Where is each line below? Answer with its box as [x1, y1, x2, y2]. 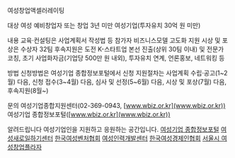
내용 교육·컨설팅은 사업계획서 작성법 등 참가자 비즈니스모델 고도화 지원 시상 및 [7, 36, 221, 44]
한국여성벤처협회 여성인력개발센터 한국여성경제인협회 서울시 [54, 134, 220, 142]
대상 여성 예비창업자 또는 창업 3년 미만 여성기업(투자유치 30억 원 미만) [7, 21, 201, 30]
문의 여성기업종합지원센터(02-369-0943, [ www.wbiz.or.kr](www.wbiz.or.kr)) [7, 102, 226, 109]
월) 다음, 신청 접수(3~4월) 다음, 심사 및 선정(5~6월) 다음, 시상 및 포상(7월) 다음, [7, 78, 227, 86]
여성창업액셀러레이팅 [7, 6, 65, 14]
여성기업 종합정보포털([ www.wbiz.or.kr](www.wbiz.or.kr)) [7, 110, 171, 119]
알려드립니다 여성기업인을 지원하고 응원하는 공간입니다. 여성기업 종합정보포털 [7, 126, 219, 133]
